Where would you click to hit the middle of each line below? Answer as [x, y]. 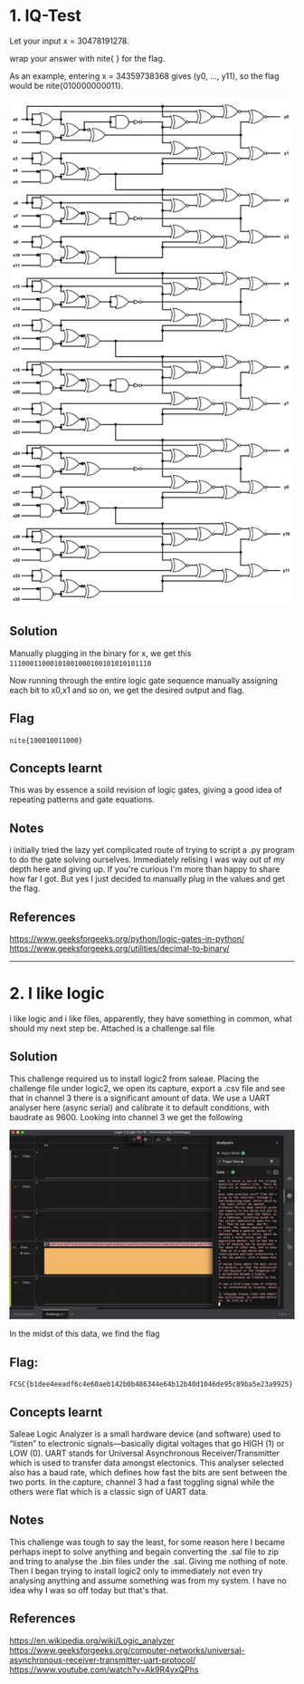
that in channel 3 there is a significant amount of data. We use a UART [140, 1098]
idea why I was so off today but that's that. [89, 1590]
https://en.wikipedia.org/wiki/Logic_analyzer [92, 1640]
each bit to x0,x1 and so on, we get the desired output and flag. [127, 690]
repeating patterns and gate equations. [82, 799]
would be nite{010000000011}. [66, 85]
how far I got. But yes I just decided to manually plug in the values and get [147, 879]
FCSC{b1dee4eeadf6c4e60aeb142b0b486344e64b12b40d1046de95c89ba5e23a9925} [152, 1384]
